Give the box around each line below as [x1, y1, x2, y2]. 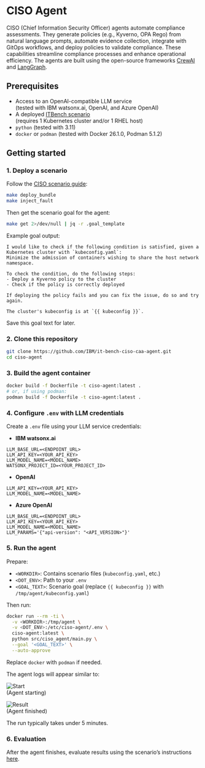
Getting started [6, 148, 66, 159]
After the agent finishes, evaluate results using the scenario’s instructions [6, 748, 192, 756]
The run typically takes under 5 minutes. [6, 719, 109, 726]
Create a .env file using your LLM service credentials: [6, 422, 142, 430]
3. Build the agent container [6, 369, 91, 378]
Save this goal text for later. [6, 319, 75, 327]
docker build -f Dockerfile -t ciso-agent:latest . [6, 382, 141, 389]
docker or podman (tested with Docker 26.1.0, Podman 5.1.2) [15, 130, 163, 137]
